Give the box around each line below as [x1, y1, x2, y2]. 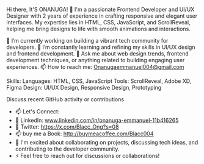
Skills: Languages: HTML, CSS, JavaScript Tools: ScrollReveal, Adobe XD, [6, 77, 192, 85]
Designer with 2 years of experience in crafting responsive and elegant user [6, 12, 198, 20]
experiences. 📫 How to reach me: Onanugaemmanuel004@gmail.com [6, 63, 184, 70]
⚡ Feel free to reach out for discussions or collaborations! [15, 152, 160, 159]
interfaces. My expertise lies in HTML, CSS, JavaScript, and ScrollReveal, [6, 19, 191, 26]
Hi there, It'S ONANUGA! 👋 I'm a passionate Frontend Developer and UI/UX [6, 6, 195, 13]
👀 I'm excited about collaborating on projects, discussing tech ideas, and [15, 139, 199, 146]
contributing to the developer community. [15, 145, 120, 152]
